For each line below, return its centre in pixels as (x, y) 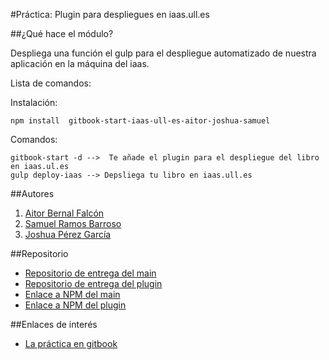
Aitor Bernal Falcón (64, 213)
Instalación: (34, 102)
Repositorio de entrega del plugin (93, 283)
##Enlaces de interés (54, 324)
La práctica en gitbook (71, 343)
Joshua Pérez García (68, 234)
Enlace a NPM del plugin (75, 305)
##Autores (32, 193)
